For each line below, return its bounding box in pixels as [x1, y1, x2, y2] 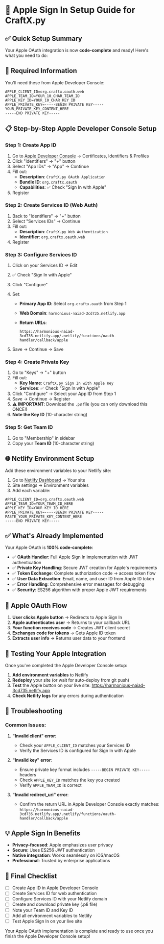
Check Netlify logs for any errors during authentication [12, 693, 124, 698]
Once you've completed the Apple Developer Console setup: [5, 662, 128, 668]
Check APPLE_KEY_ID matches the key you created [19, 777, 120, 783]
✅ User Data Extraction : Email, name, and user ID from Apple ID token [12, 576, 154, 582]
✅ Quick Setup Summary [5, 34, 82, 43]
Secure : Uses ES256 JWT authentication [12, 847, 95, 853]
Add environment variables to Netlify [12, 671, 89, 678]
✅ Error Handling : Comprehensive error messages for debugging [12, 581, 144, 587]
